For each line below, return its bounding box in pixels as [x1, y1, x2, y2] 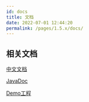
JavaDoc [6, 78, 28, 85]
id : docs [6, 8, 28, 15]
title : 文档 [6, 14, 34, 20]
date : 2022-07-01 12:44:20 [6, 20, 73, 26]
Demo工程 [6, 90, 31, 97]
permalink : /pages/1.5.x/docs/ [6, 25, 84, 31]
